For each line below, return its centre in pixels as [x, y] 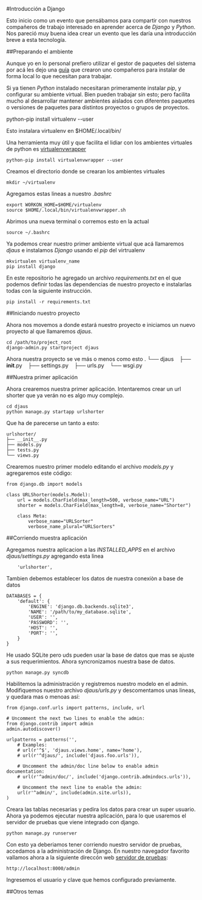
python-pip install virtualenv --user [50, 119]
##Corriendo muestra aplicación [47, 538]
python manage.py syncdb [38, 673]
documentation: [25, 771]
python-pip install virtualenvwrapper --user [65, 160]
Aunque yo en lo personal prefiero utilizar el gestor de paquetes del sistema [101, 63]
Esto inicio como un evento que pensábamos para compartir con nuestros [99, 20]
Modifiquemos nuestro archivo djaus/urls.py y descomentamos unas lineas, [101, 690]
